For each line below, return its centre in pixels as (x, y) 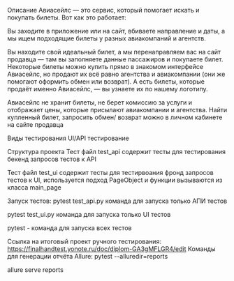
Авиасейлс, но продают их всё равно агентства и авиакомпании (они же (116, 74)
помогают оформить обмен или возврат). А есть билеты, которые (106, 82)
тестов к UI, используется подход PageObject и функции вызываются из (115, 180)
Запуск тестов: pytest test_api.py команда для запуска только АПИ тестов (117, 201)
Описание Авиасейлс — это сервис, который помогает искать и (103, 10)
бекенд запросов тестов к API (52, 159)
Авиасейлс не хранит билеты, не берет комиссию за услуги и (100, 102)
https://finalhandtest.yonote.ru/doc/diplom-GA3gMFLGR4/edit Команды (111, 249)
